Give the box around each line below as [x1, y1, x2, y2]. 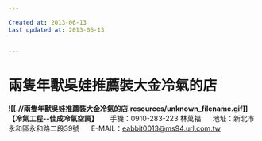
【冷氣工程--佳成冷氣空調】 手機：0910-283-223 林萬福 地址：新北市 [8, 114, 255, 124]
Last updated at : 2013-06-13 [8, 25, 105, 34]
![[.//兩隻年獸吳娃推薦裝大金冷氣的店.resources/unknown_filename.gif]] [8, 104, 249, 113]
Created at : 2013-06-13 [8, 18, 87, 26]
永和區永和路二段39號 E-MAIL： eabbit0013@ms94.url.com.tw [8, 124, 221, 133]
